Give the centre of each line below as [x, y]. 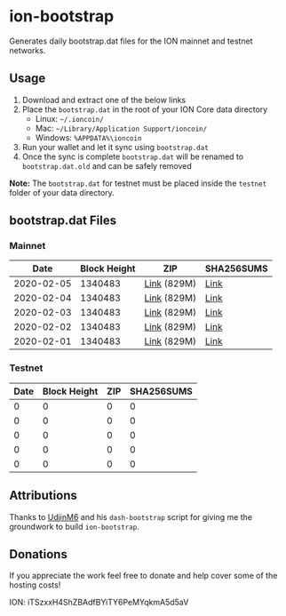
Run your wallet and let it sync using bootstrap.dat [115, 147]
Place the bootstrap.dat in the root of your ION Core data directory [145, 109]
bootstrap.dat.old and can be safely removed [107, 165]
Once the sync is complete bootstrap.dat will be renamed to [133, 156]
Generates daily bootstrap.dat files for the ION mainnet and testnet [131, 41]
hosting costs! [35, 585]
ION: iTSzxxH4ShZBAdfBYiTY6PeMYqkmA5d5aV [99, 603]
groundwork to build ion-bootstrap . [74, 526]
